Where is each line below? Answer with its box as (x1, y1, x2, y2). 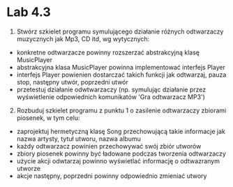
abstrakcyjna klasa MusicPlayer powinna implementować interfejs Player (16, 63, 226, 71)
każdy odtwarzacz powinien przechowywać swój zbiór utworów (16, 142, 202, 150)
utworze (16, 164, 41, 172)
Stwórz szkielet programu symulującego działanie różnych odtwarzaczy (16, 27, 224, 36)
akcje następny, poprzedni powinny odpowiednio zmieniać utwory (16, 172, 207, 180)
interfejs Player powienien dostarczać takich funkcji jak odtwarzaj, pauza (16, 70, 227, 79)
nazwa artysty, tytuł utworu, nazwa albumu (16, 134, 141, 143)
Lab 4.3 (6, 4, 52, 20)
